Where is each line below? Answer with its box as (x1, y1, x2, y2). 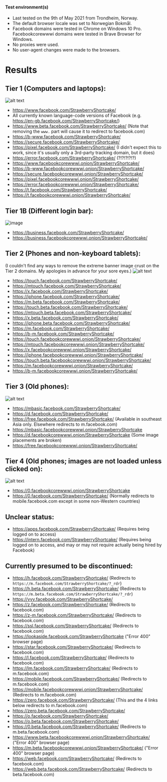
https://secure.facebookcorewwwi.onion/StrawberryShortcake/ (12, 171, 143, 177)
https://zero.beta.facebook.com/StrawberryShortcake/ (12, 708, 125, 714)
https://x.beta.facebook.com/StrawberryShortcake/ (12, 315, 118, 321)
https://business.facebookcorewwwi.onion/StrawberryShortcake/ (12, 235, 147, 241)
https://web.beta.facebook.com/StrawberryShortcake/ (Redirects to (12, 766, 152, 772)
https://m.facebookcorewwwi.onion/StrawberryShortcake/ (12, 362, 133, 368)
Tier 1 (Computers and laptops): (5, 84, 106, 92)
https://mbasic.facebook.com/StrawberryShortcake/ (12, 405, 121, 411)
